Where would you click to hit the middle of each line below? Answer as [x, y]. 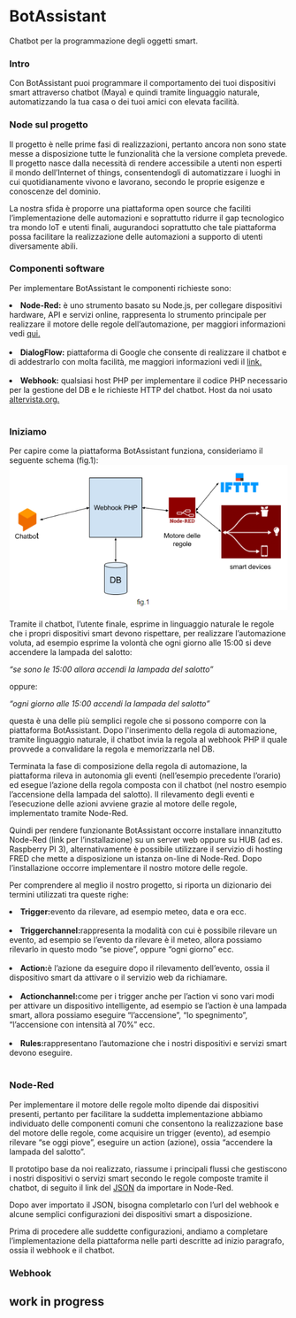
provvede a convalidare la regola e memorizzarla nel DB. [112, 749]
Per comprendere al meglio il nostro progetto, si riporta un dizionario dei [140, 885]
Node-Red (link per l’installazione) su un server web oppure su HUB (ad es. [146, 840]
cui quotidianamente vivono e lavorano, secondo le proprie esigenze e [137, 181]
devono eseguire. [41, 1053]
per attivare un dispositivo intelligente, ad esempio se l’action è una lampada [148, 1006]
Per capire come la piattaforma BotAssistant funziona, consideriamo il [136, 451]
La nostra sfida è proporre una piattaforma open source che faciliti [130, 208]
